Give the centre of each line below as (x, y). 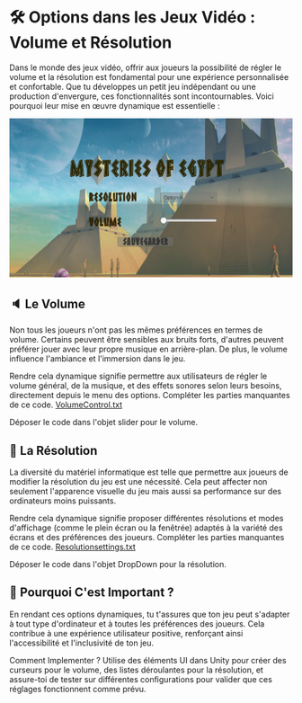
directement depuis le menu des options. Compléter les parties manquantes (150, 396)
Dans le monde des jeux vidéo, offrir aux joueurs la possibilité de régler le (145, 67)
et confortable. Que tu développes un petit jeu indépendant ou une (133, 86)
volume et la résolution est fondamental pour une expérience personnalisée (149, 76)
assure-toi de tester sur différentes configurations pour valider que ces (141, 679)
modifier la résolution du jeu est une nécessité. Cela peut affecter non (138, 482)
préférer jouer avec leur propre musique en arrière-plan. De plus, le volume (148, 349)
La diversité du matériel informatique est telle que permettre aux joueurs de (149, 472)
